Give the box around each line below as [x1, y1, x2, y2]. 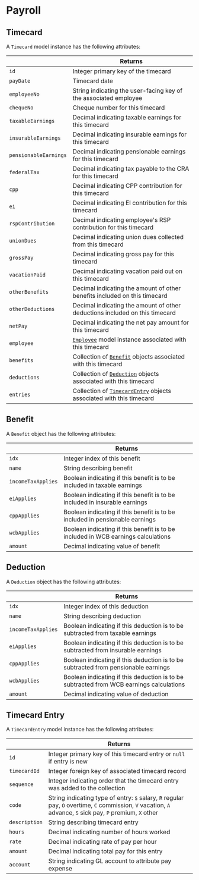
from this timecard [72, 240, 124, 249]
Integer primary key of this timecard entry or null [48, 750, 185, 758]
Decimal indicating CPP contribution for [72, 182, 182, 190]
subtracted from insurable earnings [63, 646, 162, 654]
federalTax [9, 169, 40, 175]
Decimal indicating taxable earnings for [72, 114, 182, 121]
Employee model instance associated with [72, 335, 187, 344]
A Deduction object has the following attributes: [6, 578, 121, 585]
